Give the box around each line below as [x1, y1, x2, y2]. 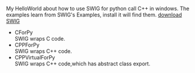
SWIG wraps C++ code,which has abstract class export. [14, 60, 151, 67]
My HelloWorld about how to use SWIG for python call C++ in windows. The [6, 5, 190, 12]
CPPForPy [14, 41, 40, 48]
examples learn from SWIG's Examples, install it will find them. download [6, 11, 182, 18]
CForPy [14, 29, 33, 36]
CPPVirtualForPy [14, 54, 55, 61]
